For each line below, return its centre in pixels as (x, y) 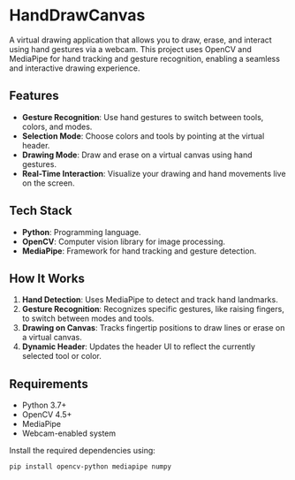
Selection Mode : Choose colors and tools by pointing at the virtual (143, 136)
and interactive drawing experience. (75, 68)
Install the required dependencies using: (83, 451)
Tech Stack (41, 211)
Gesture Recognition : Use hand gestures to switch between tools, (143, 117)
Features (34, 96)
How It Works (47, 278)
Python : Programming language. (81, 232)
